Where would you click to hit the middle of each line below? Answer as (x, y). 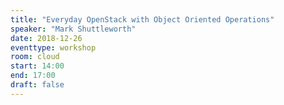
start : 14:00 (37, 66)
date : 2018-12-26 (46, 38)
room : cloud (35, 57)
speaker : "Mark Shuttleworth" (73, 29)
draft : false (37, 85)
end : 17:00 (33, 76)
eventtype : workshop (53, 47)
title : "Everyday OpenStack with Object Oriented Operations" (142, 19)
